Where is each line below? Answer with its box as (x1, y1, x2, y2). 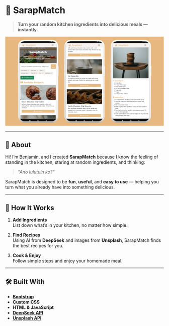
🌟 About (5, 141, 31, 149)
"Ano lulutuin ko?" (17, 169, 55, 175)
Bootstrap (12, 293, 34, 299)
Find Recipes (12, 232, 41, 238)
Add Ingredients (12, 217, 47, 223)
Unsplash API (12, 315, 42, 321)
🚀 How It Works (5, 204, 54, 212)
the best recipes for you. (12, 243, 64, 249)
